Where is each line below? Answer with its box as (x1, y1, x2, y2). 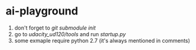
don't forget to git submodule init (14, 24, 96, 31)
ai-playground (5, 4, 79, 18)
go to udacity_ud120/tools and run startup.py (14, 30, 126, 37)
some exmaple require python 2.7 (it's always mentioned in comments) (14, 37, 191, 44)
